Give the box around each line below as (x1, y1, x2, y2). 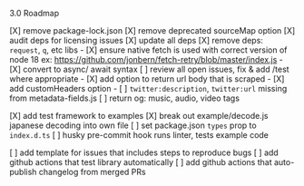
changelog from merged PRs (38, 167, 147, 177)
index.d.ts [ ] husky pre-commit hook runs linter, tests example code (9, 130, 270, 140)
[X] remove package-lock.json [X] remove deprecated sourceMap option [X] (9, 25, 296, 35)
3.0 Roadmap (9, 8, 60, 18)
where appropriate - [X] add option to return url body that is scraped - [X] (9, 73, 285, 84)
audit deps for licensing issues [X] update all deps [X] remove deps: (9, 35, 263, 45)
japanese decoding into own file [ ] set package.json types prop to (9, 120, 257, 131)
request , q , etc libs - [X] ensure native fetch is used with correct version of (9, 44, 288, 55)
